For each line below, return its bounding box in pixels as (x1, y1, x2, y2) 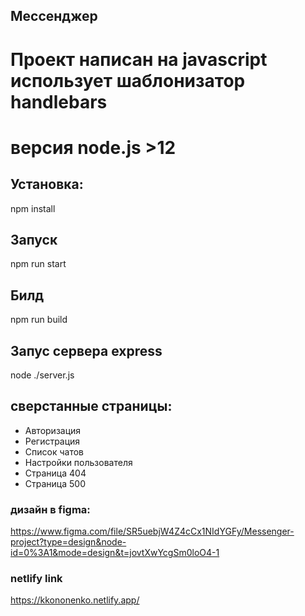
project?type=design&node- (10, 536, 127, 548)
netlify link (10, 572, 63, 586)
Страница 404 (24, 467, 87, 479)
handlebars (10, 90, 108, 113)
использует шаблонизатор (10, 69, 246, 92)
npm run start (10, 258, 67, 270)
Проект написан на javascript (10, 48, 268, 71)
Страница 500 (24, 477, 86, 489)
